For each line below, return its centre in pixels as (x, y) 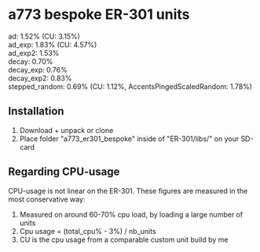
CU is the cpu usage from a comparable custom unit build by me (124, 239)
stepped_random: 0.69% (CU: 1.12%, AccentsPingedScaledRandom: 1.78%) (130, 86)
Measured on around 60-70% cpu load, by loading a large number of (131, 214)
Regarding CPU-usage (64, 172)
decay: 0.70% (31, 61)
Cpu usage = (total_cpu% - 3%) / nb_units (88, 231)
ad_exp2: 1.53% (34, 53)
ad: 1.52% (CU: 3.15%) (44, 36)
